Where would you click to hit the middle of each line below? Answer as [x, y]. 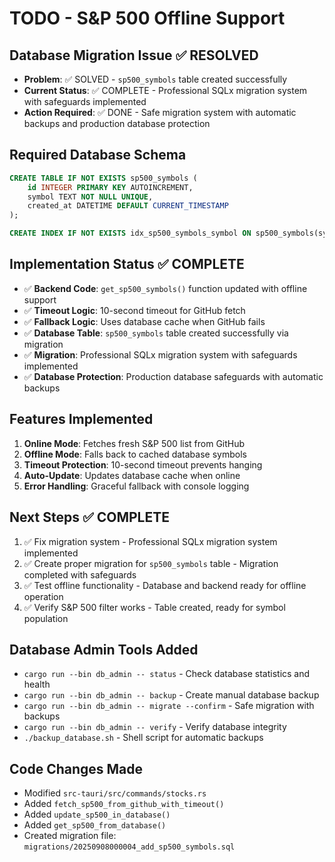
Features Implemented [81, 419]
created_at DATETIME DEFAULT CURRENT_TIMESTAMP [128, 206]
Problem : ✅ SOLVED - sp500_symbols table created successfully [155, 79]
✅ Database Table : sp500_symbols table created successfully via [156, 333]
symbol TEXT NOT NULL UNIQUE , [90, 197]
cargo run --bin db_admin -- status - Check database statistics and [167, 674]
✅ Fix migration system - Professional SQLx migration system [150, 541]
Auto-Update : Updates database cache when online [132, 475]
